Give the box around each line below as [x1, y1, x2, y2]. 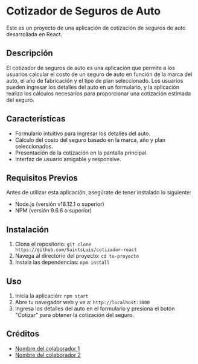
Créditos [6, 329, 40, 339]
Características [6, 113, 66, 124]
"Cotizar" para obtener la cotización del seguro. [14, 311, 135, 318]
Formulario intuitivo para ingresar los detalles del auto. [14, 130, 151, 137]
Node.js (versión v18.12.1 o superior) [14, 200, 104, 208]
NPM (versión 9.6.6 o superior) [14, 207, 92, 214]
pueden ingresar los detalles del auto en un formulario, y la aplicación [6, 83, 180, 91]
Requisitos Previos [6, 173, 78, 183]
